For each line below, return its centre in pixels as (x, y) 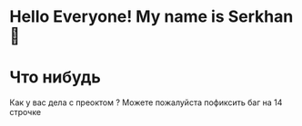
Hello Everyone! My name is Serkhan (151, 17)
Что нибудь (55, 78)
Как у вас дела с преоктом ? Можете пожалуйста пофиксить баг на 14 (146, 102)
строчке (25, 112)
